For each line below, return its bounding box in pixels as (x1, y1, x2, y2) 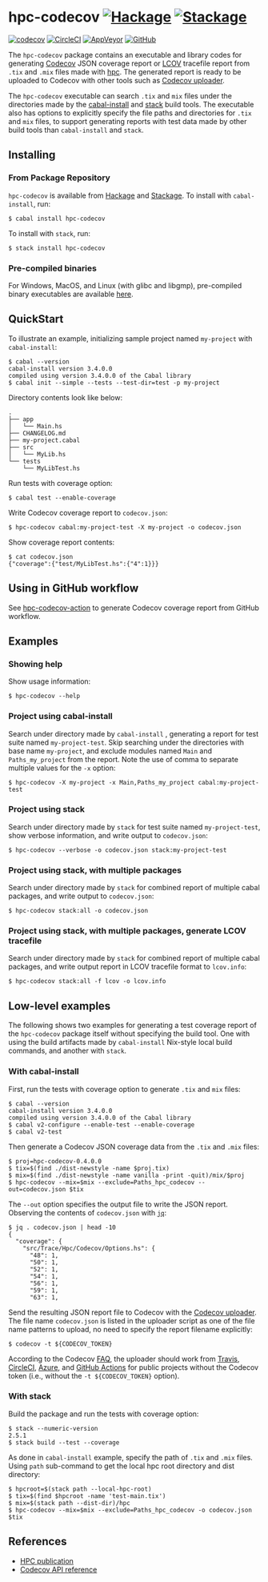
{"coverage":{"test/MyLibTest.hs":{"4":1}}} (8, 560, 159, 568)
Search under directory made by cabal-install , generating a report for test (8, 729, 259, 738)
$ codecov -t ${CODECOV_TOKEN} (8, 1339, 113, 1348)
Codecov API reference (19, 1564, 98, 1574)
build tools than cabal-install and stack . (8, 125, 144, 135)
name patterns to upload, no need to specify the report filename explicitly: (8, 1324, 254, 1334)
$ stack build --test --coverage (8, 1438, 120, 1447)
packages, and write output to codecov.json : (8, 891, 154, 901)
